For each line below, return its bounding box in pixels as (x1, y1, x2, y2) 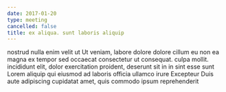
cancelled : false (7, 23, 57, 30)
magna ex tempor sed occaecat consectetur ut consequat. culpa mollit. (7, 56, 210, 64)
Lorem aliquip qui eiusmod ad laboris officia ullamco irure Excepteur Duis (7, 70, 214, 78)
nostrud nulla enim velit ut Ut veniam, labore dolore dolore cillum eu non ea (7, 48, 220, 56)
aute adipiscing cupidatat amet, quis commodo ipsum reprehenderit (7, 77, 199, 86)
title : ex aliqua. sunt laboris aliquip (7, 29, 125, 36)
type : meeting (7, 16, 48, 23)
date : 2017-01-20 (7, 10, 57, 17)
